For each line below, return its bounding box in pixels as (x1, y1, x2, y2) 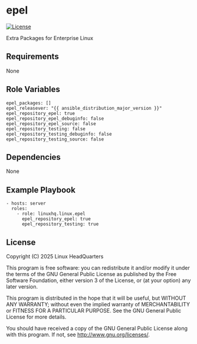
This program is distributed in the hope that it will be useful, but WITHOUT (6, 294, 186, 302)
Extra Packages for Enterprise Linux (6, 34, 93, 41)
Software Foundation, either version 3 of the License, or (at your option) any (6, 277, 191, 284)
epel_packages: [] (6, 100, 51, 106)
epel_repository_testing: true (21, 221, 99, 227)
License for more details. (6, 313, 67, 320)
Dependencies (6, 152, 61, 162)
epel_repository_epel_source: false (6, 120, 96, 127)
